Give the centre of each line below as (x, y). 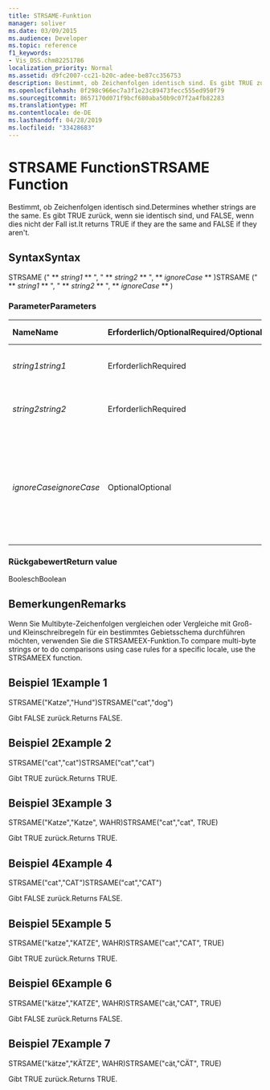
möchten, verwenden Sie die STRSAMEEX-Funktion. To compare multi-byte (133, 640)
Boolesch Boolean (37, 579)
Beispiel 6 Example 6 (60, 984)
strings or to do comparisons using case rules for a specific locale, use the (132, 649)
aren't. (19, 232)
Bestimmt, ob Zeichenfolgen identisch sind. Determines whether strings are (132, 206)
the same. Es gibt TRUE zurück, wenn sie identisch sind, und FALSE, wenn (131, 215)
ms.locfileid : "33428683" (51, 128)
